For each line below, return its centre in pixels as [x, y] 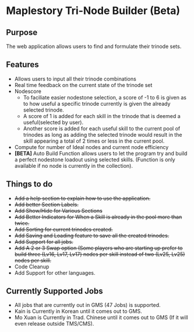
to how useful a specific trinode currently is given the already [97, 103]
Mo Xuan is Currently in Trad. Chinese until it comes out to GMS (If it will [101, 317]
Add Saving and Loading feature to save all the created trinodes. [92, 236]
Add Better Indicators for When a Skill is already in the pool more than [98, 217]
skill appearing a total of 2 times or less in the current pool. [94, 141]
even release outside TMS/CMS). [54, 324]
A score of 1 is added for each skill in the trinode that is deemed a [102, 116]
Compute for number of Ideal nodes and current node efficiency [91, 147]
